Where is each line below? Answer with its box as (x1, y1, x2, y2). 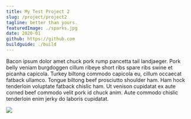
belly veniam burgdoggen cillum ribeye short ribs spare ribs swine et (6, 64, 173, 71)
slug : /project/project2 (6, 14, 67, 20)
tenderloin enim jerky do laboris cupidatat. (6, 95, 109, 102)
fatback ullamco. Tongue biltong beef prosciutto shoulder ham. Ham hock (6, 76, 186, 83)
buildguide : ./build (6, 42, 57, 48)
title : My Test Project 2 (6, 8, 70, 15)
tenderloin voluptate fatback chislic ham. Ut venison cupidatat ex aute (6, 82, 176, 90)
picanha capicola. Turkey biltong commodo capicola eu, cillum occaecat (6, 70, 182, 77)
